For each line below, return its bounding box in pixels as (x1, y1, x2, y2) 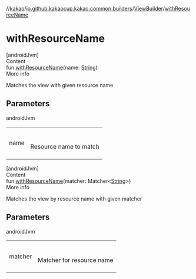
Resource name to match (30, 142, 99, 150)
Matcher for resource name (38, 256, 114, 264)
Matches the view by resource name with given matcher (6, 195, 142, 202)
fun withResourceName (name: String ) (6, 64, 98, 71)
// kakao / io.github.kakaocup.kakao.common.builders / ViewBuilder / (6, 5, 165, 12)
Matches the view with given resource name (6, 81, 114, 88)
